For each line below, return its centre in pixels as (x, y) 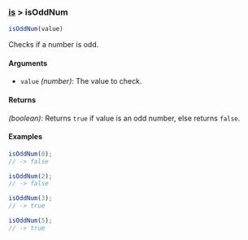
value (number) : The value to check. (81, 81)
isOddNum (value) (36, 29)
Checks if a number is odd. (54, 45)
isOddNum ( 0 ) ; (30, 154)
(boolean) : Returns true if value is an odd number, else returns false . (124, 118)
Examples (26, 137)
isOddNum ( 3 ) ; (30, 199)
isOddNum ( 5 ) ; (30, 221)
